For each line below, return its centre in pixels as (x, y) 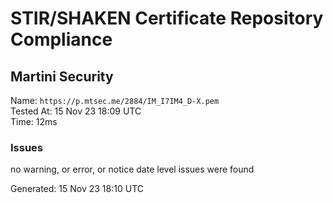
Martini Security (62, 76)
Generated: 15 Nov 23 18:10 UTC (77, 189)
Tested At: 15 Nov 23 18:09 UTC (76, 111)
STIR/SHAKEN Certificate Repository (167, 18)
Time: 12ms (34, 121)
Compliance (61, 39)
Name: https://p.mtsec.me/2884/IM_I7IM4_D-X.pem (115, 100)
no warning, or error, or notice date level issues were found (132, 169)
